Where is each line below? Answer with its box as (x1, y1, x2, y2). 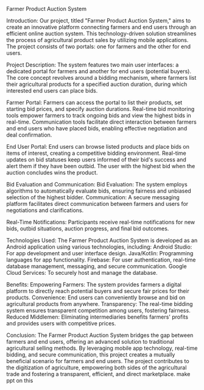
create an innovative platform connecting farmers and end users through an (6, 24, 197, 30)
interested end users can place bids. (6, 87, 98, 94)
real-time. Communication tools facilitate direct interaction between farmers (6, 118, 197, 126)
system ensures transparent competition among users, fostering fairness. (6, 307, 191, 314)
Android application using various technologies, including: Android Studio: (6, 243, 192, 250)
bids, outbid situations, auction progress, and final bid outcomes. (6, 225, 169, 232)
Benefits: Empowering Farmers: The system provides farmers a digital (6, 281, 181, 288)
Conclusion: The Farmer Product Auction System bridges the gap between (6, 331, 194, 339)
